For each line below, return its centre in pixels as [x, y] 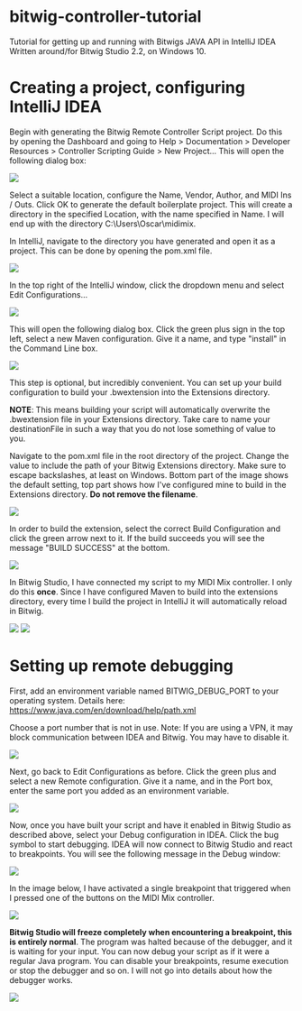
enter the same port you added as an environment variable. [119, 790]
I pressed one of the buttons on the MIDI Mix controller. [112, 897]
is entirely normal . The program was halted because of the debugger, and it [151, 942]
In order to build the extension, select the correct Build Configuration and [145, 528]
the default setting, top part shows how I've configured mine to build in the [148, 484]
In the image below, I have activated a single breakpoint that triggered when [150, 888]
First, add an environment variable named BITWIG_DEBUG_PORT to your [144, 691]
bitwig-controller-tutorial [105, 17]
